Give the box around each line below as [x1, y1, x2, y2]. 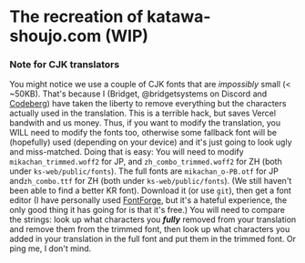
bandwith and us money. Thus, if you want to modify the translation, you [9, 117, 280, 128]
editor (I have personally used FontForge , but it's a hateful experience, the [9, 195, 288, 206]
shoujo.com [9, 25, 102, 46]
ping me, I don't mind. [9, 243, 92, 254]
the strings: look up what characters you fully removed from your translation [9, 214, 297, 225]
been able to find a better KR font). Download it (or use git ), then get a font [9, 185, 291, 197]
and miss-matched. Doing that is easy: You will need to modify [9, 147, 244, 157]
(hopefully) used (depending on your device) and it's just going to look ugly [9, 137, 293, 147]
